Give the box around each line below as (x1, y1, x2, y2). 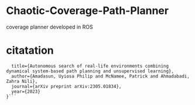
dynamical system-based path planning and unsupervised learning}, (6, 68, 175, 74)
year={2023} (11, 89, 41, 94)
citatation (6, 44, 54, 57)
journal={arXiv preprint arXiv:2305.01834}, (11, 83, 122, 89)
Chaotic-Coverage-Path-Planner (6, 4, 169, 17)
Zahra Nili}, (6, 78, 38, 84)
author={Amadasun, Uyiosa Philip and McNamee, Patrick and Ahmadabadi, (11, 73, 190, 79)
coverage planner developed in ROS (6, 23, 93, 30)
